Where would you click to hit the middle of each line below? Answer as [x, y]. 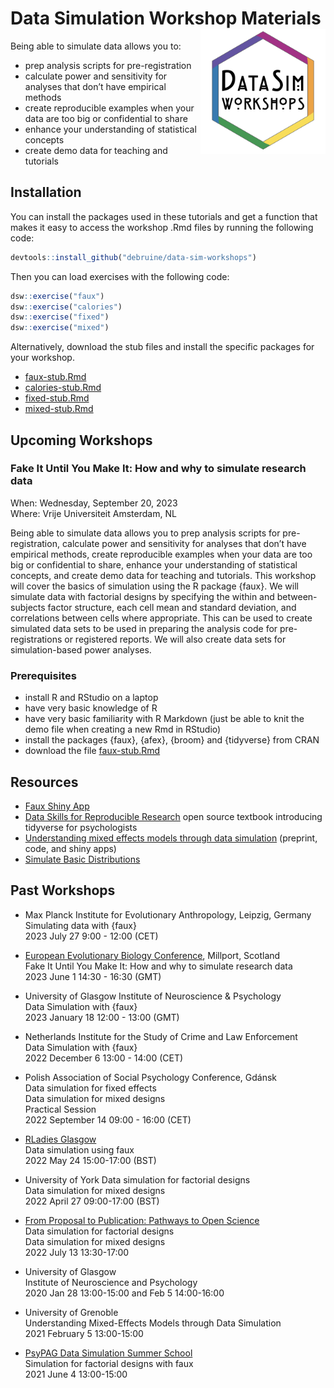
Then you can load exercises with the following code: [120, 276]
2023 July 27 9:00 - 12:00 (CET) [91, 936]
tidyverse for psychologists [81, 827]
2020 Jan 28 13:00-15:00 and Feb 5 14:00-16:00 [124, 1293]
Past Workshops [63, 890]
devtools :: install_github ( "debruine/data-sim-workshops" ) [133, 257]
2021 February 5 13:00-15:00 [84, 1333]
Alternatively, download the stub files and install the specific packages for [162, 347]
